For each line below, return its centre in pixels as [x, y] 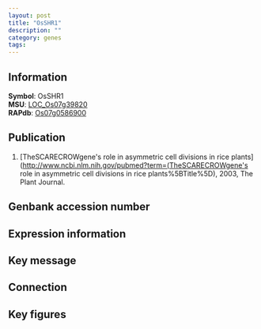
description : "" [35, 30]
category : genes [35, 38]
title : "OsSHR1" [35, 23]
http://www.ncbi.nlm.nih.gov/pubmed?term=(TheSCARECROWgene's [135, 165]
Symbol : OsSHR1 [36, 96]
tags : [17, 45]
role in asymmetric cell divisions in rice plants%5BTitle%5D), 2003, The [136, 173]
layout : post [30, 15]
